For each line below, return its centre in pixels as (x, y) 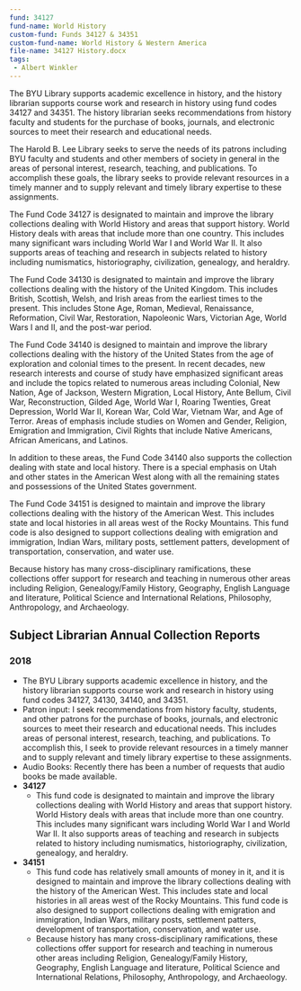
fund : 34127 (31, 18)
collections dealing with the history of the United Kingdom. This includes (144, 289)
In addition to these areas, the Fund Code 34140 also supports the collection (151, 457)
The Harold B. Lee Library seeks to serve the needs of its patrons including (148, 148)
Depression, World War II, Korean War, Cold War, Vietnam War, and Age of (146, 411)
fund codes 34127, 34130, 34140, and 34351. (105, 700)
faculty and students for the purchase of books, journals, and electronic (142, 121)
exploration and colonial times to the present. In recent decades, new (137, 363)
